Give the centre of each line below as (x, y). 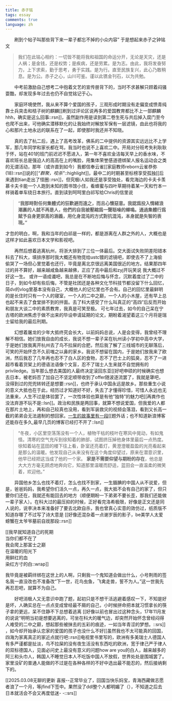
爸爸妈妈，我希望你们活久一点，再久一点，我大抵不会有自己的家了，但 (88, 489)
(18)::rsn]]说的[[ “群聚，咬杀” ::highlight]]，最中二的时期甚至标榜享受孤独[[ (82, 173)
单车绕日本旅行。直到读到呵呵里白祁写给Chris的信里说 (76, 193)
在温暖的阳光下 (21, 551)
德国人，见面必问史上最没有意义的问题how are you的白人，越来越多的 (92, 650)
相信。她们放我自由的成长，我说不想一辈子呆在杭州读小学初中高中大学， (90, 339)
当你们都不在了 (21, 538)
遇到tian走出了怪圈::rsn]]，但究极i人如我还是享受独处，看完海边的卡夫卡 (85, 180)
